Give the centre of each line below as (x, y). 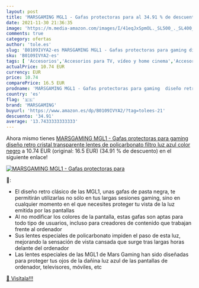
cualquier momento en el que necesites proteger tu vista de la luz (94, 204)
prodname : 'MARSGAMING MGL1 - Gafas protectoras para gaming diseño (94, 89)
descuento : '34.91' (30, 116)
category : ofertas (29, 39)
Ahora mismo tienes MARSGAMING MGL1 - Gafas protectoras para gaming (97, 138)
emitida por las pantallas (45, 211)
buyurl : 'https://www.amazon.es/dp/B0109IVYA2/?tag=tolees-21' (86, 111)
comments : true (25, 34)
